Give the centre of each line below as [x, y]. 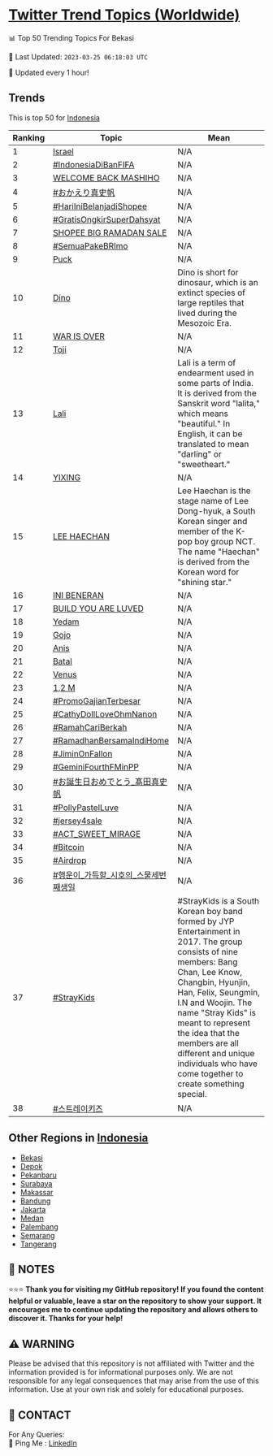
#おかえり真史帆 [84, 193]
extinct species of [212, 292]
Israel [63, 151]
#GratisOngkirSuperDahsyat [106, 219]
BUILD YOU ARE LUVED [98, 609]
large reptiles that [211, 302]
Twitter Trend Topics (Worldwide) [124, 15]
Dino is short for [208, 272]
